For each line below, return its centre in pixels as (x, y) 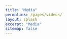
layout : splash (21, 19)
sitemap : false (21, 29)
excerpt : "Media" (24, 24)
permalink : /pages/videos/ (34, 15)
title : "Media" (21, 10)
